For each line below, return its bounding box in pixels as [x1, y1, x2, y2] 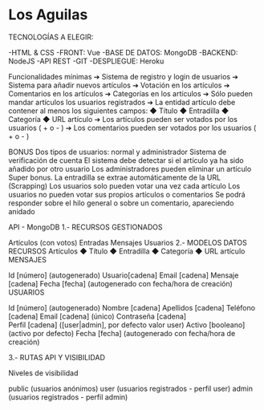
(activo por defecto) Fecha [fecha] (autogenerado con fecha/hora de [8, 328, 236, 338]
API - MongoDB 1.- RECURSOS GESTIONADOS [8, 222, 163, 232]
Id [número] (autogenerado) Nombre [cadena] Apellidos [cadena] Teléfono [8, 302, 255, 312]
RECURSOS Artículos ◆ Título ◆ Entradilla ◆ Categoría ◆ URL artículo [8, 246, 246, 256]
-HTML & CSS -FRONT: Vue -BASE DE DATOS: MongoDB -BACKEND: [8, 47, 238, 57]
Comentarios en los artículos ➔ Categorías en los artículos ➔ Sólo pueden [8, 88, 253, 98]
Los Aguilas [8, 6, 88, 24]
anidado [8, 206, 35, 216]
